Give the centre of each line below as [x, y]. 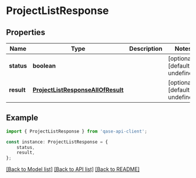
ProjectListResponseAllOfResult [78, 90]
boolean [44, 66]
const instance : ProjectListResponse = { [57, 142]
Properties [26, 32]
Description [146, 49]
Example [22, 118]
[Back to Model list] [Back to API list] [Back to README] [73, 169]
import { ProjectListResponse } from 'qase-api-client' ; [77, 131]
